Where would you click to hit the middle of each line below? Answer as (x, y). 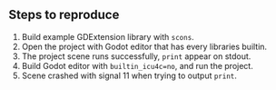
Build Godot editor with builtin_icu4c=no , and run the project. (137, 65)
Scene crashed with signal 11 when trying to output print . (129, 75)
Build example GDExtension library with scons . (108, 36)
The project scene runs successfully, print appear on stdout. (136, 56)
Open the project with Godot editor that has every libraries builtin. (144, 46)
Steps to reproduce (64, 15)
